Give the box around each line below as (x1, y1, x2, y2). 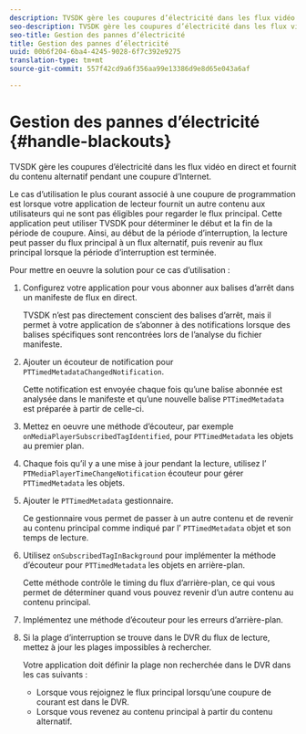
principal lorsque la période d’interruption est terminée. (9, 246, 217, 257)
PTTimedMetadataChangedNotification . (22, 366, 165, 377)
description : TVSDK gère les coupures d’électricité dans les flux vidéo (9, 13, 296, 23)
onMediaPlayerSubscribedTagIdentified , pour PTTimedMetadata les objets (22, 430, 294, 441)
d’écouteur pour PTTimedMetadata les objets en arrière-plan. (22, 559, 246, 571)
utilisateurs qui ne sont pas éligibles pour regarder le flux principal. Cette (9, 207, 282, 219)
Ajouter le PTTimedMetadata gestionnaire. (22, 495, 174, 506)
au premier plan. (22, 440, 85, 451)
